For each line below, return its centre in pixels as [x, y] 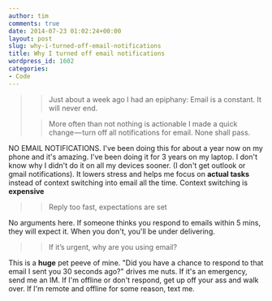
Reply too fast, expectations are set [108, 207]
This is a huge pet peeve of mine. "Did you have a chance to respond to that [136, 262]
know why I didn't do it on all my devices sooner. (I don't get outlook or [127, 165]
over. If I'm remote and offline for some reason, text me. [101, 288]
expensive [26, 191]
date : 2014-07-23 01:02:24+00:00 [65, 31]
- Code [19, 76]
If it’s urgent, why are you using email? [112, 247]
